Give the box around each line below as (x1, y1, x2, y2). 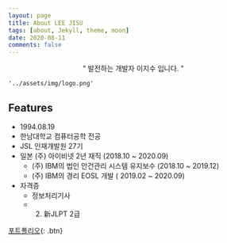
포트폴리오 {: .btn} (8, 226, 63, 235)
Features (8, 101, 53, 115)
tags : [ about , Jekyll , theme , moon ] (8, 26, 129, 34)
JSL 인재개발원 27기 (19, 141, 83, 150)
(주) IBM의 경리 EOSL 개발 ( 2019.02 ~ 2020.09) (31, 171, 185, 180)
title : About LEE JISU (8, 19, 83, 27)
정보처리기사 (31, 191, 71, 200)
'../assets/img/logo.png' (8, 80, 94, 88)
